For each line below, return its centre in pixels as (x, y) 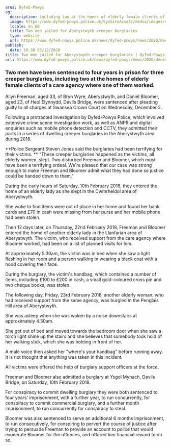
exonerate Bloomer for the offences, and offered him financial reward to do (84, 434)
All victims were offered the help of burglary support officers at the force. (82, 367)
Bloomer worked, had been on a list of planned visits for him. (69, 243)
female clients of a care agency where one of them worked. (80, 85)
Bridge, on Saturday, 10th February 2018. (48, 382)
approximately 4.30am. (30, 321)
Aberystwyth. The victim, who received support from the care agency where (85, 238)
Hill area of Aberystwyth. (31, 306)
